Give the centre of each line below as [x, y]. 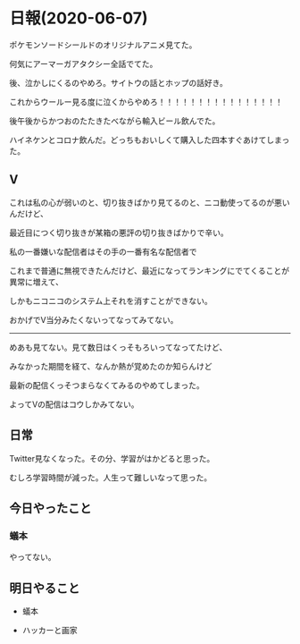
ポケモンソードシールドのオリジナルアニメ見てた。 [103, 45]
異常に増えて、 [37, 282]
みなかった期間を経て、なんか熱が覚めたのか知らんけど [111, 366]
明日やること [45, 588]
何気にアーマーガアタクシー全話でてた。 [83, 64]
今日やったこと [50, 508]
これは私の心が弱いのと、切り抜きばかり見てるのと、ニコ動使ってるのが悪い [150, 202]
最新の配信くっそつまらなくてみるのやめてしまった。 [107, 385]
